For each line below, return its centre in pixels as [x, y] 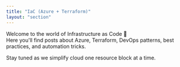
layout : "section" [29, 17]
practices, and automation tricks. [46, 46]
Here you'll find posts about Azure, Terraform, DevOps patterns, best [90, 40]
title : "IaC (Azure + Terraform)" [49, 11]
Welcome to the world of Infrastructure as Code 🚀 [67, 33]
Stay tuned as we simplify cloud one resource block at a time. [81, 58]
